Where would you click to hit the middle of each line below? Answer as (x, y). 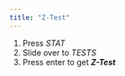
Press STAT (44, 43)
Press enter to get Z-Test (69, 62)
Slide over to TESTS (59, 52)
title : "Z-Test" (40, 17)
